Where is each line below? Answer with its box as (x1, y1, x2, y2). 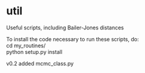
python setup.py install (6, 48, 63, 55)
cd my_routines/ (6, 42, 46, 49)
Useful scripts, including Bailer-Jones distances (6, 24, 124, 31)
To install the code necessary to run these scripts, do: (6, 35, 139, 42)
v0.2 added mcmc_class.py (6, 60, 74, 67)
